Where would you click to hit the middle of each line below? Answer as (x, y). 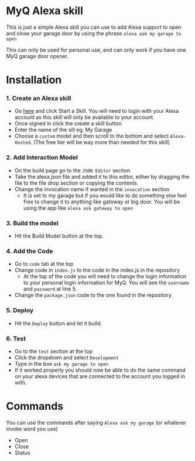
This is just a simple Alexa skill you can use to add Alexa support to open (94, 27)
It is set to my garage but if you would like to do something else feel (105, 195)
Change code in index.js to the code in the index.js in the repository (97, 270)
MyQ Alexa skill (45, 11)
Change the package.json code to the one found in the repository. (93, 295)
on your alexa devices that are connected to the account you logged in (100, 376)
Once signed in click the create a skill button (68, 123)
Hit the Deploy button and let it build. (58, 323)
